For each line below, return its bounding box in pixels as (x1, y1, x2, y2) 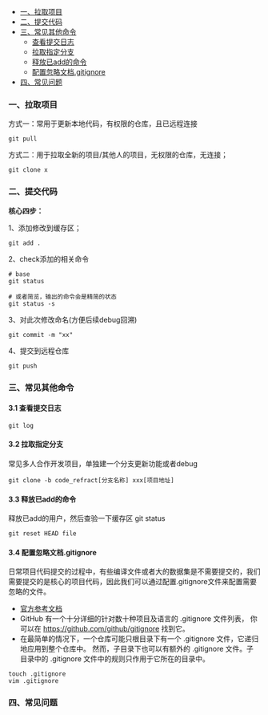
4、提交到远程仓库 (8, 346, 70, 355)
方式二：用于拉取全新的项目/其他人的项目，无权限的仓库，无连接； (8, 150, 229, 160)
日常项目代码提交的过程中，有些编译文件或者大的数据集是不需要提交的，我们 (8, 567, 261, 576)
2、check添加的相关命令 (8, 254, 90, 263)
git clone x (8, 166, 48, 174)
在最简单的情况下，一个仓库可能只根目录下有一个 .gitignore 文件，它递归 (19, 634, 259, 644)
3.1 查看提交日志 (8, 404, 62, 413)
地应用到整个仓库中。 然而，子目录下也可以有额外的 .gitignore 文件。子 (19, 644, 254, 654)
